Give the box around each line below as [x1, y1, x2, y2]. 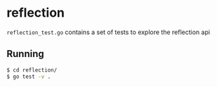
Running [6, 48, 45, 60]
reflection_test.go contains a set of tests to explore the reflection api [6, 28, 211, 36]
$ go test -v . [6, 73, 51, 80]
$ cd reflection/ [6, 66, 58, 74]
